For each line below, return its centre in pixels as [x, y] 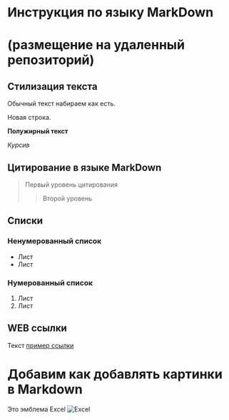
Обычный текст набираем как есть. [62, 103]
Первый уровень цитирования [71, 185]
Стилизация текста [52, 86]
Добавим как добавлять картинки [115, 374]
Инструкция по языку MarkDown [111, 12]
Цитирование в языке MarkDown [85, 167]
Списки [25, 221]
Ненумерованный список [55, 241]
